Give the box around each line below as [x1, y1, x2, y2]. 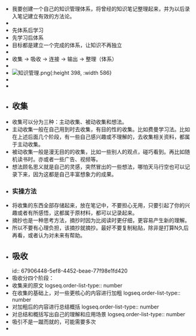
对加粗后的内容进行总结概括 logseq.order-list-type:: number [11, 303, 160, 310]
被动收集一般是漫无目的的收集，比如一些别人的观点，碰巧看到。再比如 [11, 148, 185, 155]
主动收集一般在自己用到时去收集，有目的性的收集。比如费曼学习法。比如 [11, 125, 190, 133]
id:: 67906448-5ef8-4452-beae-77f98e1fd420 [11, 267, 128, 274]
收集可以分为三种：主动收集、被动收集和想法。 [11, 118, 127, 125]
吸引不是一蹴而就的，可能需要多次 [11, 318, 96, 325]
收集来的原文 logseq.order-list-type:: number [11, 281, 122, 289]
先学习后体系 [11, 34, 44, 41]
